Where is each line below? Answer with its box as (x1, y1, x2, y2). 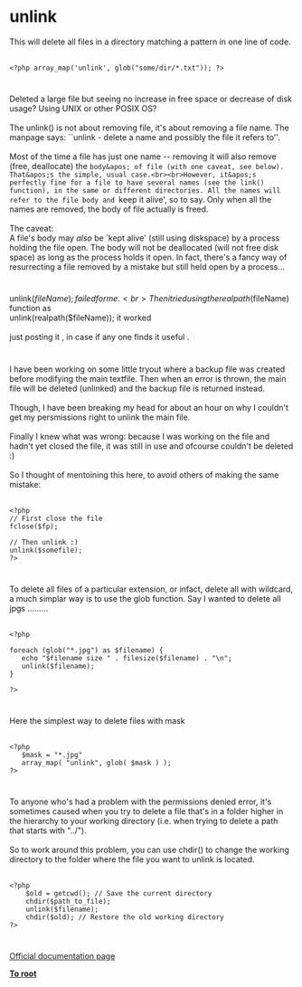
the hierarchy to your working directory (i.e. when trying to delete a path (9, 816, 278, 827)
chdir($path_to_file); (25, 897, 111, 906)
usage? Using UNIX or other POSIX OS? (9, 103, 157, 114)
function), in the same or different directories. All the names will (9, 186, 281, 195)
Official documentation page (9, 951, 116, 962)
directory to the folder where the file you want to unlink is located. (9, 854, 255, 865)
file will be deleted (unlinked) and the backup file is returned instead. (9, 383, 265, 394)
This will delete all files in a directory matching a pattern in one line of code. (9, 36, 291, 47)
